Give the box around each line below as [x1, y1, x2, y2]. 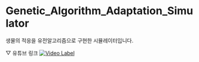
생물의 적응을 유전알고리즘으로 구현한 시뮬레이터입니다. [5, 37, 134, 44]
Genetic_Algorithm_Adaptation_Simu [5, 4, 194, 18]
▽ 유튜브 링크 [5, 49, 38, 57]
